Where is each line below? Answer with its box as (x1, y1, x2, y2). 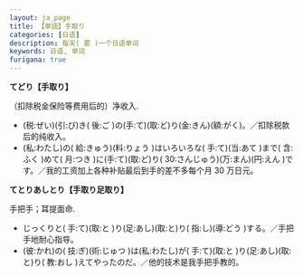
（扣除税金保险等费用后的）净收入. (9, 100, 139, 111)
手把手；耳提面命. (9, 204, 76, 214)
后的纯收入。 (22, 131, 71, 141)
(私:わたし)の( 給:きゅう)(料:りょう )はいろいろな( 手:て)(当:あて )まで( (22, 142, 281, 153)
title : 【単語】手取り (9, 22, 86, 31)
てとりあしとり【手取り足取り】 (9, 185, 128, 195)
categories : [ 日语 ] (9, 30, 80, 39)
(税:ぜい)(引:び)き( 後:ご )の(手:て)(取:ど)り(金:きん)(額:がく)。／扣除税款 (22, 119, 290, 130)
